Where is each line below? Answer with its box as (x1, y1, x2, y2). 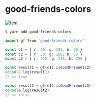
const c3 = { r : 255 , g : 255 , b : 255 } (5, 56, 87, 61)
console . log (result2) (5, 88, 50, 93)
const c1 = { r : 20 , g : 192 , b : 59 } (5, 47, 83, 52)
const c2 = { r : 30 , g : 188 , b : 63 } (5, 52, 83, 57)
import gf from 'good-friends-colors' (5, 38, 85, 43)
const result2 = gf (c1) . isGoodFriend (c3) (5, 83, 92, 88)
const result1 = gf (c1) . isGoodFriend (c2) (5, 65, 92, 70)
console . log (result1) (5, 70, 50, 75)
